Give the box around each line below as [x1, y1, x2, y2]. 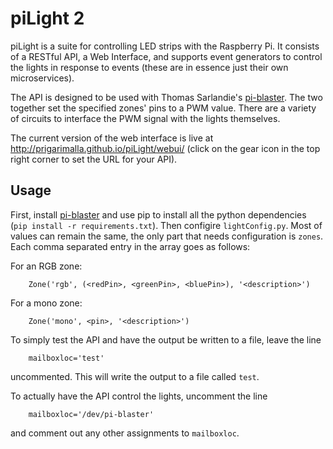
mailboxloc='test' [28, 353, 105, 363]
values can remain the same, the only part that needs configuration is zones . [10, 230, 324, 242]
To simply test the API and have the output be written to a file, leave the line [10, 333, 322, 346]
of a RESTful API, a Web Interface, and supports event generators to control [10, 50, 323, 62]
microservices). [10, 72, 75, 84]
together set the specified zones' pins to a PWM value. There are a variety [10, 102, 317, 114]
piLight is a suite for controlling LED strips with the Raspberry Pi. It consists [10, 40, 320, 52]
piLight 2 [10, 7, 85, 30]
